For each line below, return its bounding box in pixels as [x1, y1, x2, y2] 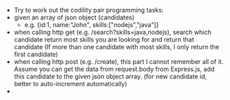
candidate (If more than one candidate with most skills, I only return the [13, 43, 220, 51]
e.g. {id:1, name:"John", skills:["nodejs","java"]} [24, 21, 159, 28]
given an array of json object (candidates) [13, 13, 135, 22]
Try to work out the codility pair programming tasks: [13, 6, 164, 14]
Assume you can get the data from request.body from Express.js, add [13, 65, 215, 73]
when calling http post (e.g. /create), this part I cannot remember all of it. [13, 58, 224, 65]
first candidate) [13, 50, 58, 58]
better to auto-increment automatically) [13, 80, 128, 87]
